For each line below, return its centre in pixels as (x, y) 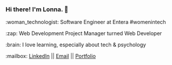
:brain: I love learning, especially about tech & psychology (76, 45)
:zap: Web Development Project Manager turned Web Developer (84, 33)
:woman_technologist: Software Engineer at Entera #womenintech (86, 22)
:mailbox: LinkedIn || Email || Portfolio (51, 56)
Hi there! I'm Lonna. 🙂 (37, 9)
